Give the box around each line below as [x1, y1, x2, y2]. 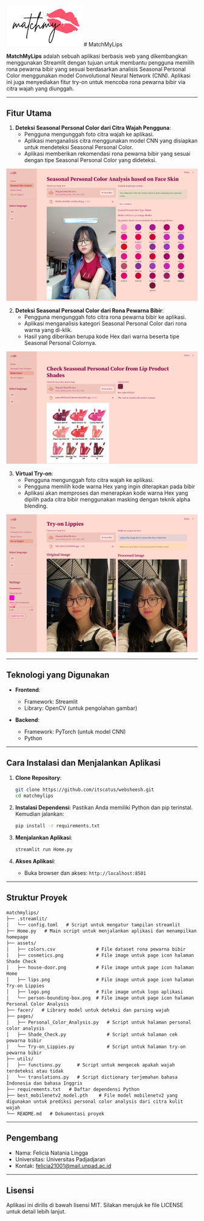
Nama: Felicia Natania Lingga [15, 1149, 89, 1156]
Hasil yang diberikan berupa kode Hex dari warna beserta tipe [24, 333, 180, 340]
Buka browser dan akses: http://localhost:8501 [24, 869, 146, 877]
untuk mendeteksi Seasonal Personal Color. [24, 144, 134, 151]
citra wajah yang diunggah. [6, 85, 75, 92]
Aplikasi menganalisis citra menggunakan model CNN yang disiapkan [24, 137, 198, 144]
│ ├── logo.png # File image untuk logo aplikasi [6, 989, 183, 995]
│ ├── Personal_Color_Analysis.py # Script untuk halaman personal [6, 1019, 191, 1025]
